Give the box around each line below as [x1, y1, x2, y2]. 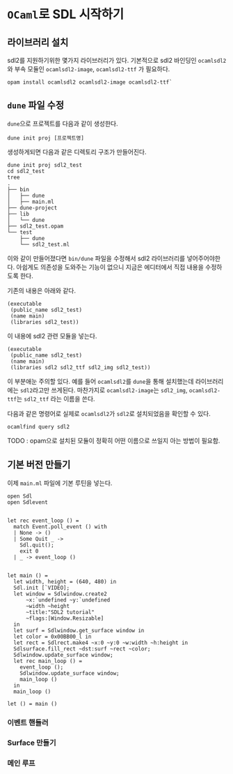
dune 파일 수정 [7, 99, 65, 112]
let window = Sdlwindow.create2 [13, 590, 108, 597]
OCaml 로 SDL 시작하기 [7, 6, 124, 22]
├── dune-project [7, 204, 58, 211]
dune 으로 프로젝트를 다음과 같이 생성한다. [7, 119, 118, 128]
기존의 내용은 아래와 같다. [7, 286, 77, 295]
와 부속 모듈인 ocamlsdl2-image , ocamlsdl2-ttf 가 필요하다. [7, 65, 170, 73]
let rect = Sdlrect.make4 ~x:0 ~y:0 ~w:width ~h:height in [13, 639, 188, 646]
